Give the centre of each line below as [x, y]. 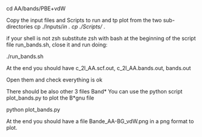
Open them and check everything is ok [54, 80]
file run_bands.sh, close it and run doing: [57, 45]
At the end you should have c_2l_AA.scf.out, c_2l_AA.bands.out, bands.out [99, 68]
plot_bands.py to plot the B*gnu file [50, 98]
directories [20, 27]
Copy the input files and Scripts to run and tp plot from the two [84, 21]
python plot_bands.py [33, 110]
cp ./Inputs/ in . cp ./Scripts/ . [70, 27]
